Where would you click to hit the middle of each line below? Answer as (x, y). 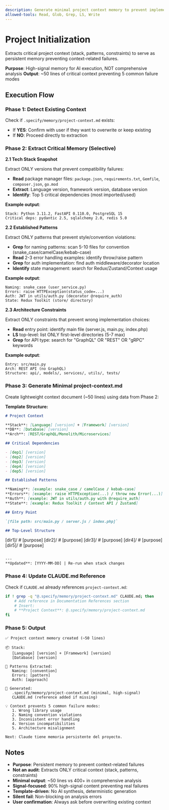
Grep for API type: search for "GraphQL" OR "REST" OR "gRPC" (78, 340)
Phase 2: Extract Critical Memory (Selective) (61, 148)
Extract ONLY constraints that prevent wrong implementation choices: (78, 319)
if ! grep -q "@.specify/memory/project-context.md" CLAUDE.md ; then (80, 596)
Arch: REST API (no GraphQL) (36, 369)
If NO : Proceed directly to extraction (50, 135)
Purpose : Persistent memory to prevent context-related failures (78, 765)
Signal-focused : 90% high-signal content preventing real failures (80, 786)
